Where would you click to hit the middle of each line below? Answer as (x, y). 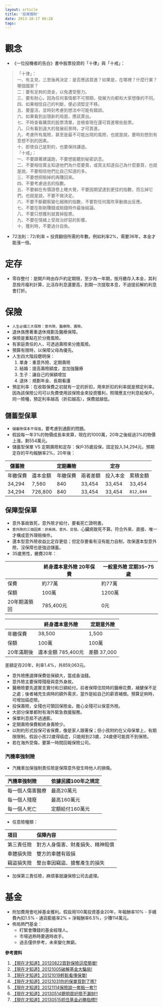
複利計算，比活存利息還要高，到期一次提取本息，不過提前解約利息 (91, 285)
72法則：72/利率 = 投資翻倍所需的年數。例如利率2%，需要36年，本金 (82, 237)
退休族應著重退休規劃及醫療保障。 (46, 332)
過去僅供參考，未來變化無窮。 (49, 942)
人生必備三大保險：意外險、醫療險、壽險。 (48, 327)
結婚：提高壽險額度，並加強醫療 (51, 368)
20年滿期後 (20, 652)
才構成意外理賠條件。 (33, 535)
